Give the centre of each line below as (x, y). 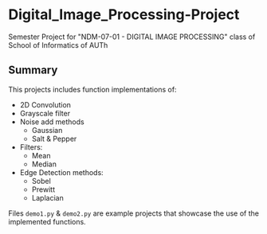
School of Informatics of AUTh (58, 45)
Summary (33, 70)
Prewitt (43, 189)
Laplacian (47, 197)
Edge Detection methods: (61, 172)
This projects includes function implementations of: (92, 89)
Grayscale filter (45, 113)
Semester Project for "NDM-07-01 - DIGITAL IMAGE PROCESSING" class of (132, 37)
